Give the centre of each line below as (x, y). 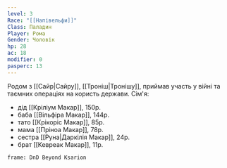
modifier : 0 (25, 60)
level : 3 (20, 14)
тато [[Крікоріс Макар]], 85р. (61, 122)
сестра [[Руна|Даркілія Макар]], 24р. (74, 137)
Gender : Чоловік (31, 40)
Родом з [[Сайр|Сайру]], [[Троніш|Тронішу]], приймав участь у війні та (114, 86)
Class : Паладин (30, 27)
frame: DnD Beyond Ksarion (47, 157)
